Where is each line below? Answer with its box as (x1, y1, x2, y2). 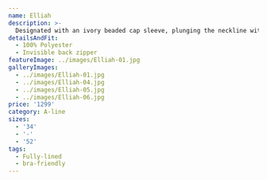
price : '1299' (8, 100, 56, 108)
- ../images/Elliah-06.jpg (15, 93, 105, 101)
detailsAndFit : (8, 33, 59, 42)
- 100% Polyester (15, 41, 73, 49)
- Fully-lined (15, 152, 62, 160)
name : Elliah (8, 11, 52, 20)
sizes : (8, 115, 30, 123)
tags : (8, 145, 26, 153)
